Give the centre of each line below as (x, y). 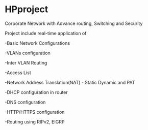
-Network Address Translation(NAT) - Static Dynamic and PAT (70, 82)
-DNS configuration (25, 102)
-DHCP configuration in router (36, 92)
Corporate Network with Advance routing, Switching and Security (74, 23)
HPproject (27, 9)
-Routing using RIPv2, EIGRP (35, 122)
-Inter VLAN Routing (26, 62)
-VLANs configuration (28, 53)
